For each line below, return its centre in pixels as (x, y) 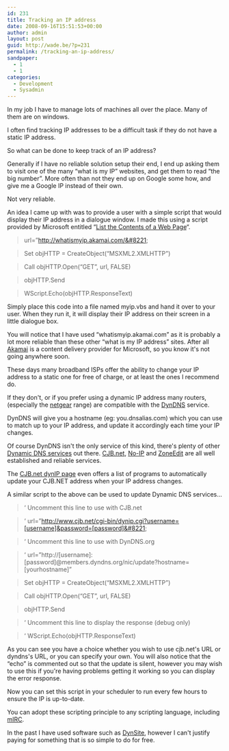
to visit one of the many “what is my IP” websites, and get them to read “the (113, 171)
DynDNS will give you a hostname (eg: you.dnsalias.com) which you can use (115, 418)
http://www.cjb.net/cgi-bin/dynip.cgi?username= (110, 521)
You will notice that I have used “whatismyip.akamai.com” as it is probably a (114, 335)
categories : (24, 77)
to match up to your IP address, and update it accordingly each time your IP (113, 425)
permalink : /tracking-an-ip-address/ (61, 52)
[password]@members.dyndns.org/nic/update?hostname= (107, 562)
